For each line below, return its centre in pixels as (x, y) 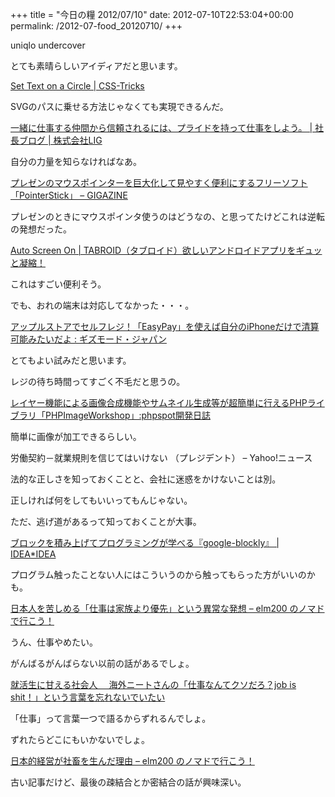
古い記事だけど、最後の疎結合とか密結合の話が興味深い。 (128, 782)
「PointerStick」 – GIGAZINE (69, 195)
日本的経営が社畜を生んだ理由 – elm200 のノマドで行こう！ (132, 761)
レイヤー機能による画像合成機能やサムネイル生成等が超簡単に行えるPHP (159, 402)
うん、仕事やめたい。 (54, 642)
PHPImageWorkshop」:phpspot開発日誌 (127, 415)
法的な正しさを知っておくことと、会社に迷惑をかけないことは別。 (146, 479)
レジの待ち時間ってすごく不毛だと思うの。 (98, 381)
